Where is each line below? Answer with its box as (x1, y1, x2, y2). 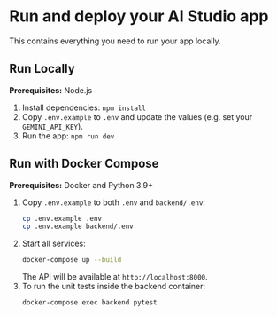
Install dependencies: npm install (21, 102, 146, 113)
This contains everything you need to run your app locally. (9, 36, 221, 46)
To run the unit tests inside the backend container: (21, 281, 206, 292)
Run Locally (9, 61, 75, 76)
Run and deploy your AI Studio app (9, 6, 269, 27)
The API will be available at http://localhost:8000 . (21, 272, 208, 282)
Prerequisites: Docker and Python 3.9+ (9, 179, 153, 190)
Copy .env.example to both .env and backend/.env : (21, 197, 206, 208)
